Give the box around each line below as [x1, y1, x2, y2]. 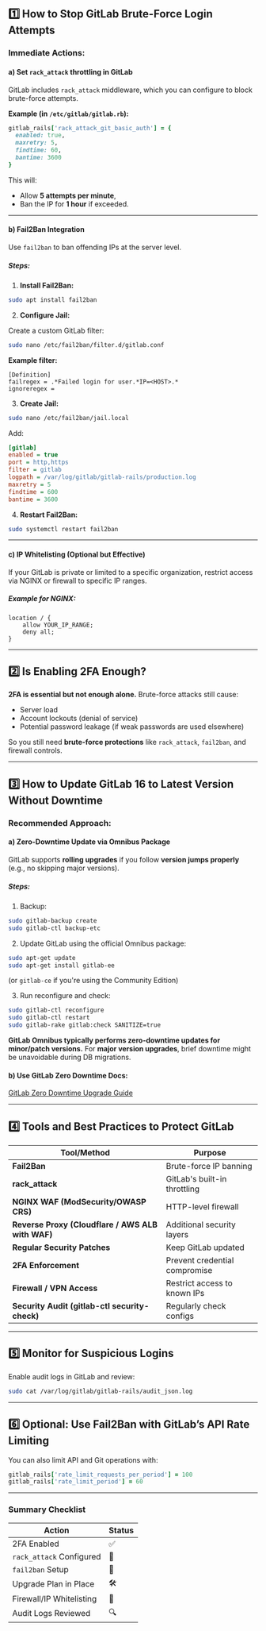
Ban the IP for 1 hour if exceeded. [19, 199, 129, 209]
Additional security [165, 1219, 236, 1230]
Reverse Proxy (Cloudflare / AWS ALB [12, 1219, 158, 1230]
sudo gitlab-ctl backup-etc [8, 924, 101, 932]
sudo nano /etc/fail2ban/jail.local [8, 414, 129, 422]
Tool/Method [60, 1147, 111, 1159]
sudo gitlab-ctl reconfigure [8, 1006, 104, 1015]
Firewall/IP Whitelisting [12, 1593, 97, 1604]
